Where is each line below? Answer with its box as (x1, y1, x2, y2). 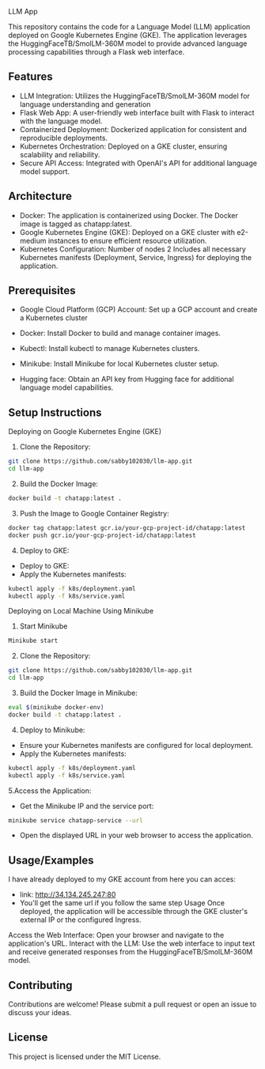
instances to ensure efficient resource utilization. (47, 236, 207, 245)
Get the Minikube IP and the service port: (19, 801, 154, 810)
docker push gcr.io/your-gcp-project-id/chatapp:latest (8, 531, 196, 539)
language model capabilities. (19, 383, 114, 392)
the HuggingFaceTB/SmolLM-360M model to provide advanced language (8, 39, 248, 48)
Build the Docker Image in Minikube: (19, 688, 138, 697)
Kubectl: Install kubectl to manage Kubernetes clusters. (19, 344, 200, 353)
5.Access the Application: (8, 786, 92, 795)
